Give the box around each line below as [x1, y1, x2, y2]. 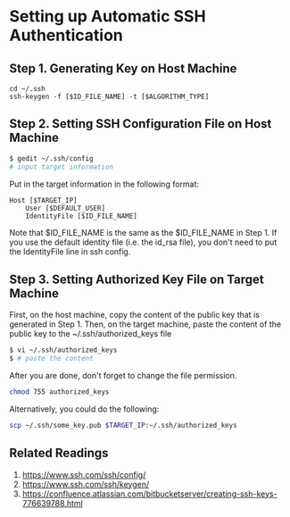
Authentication [9, 25, 123, 46]
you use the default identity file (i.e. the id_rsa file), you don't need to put [9, 237, 278, 247]
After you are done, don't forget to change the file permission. [9, 371, 237, 381]
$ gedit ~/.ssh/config [9, 154, 94, 163]
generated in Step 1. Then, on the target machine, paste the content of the [9, 319, 282, 329]
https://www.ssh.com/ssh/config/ [21, 469, 146, 479]
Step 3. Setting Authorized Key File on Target [9, 271, 265, 287]
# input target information [9, 163, 114, 171]
